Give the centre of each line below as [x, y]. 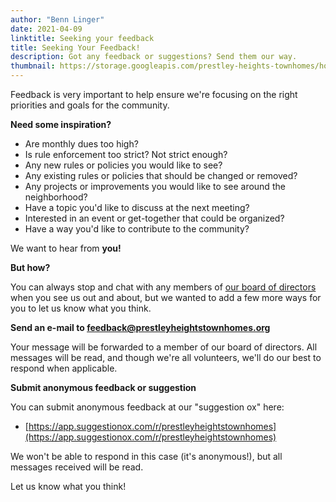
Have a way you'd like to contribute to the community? [137, 229]
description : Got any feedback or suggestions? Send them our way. [154, 57]
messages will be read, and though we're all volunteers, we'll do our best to [166, 357]
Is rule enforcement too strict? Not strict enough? [126, 154]
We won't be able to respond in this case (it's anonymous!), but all [146, 456]
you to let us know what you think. [81, 308]
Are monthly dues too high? [81, 144]
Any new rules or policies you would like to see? [123, 165]
